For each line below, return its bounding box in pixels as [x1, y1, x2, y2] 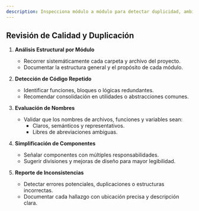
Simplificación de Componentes [14, 140, 96, 147]
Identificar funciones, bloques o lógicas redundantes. [23, 87, 154, 94]
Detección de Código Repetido [14, 75, 92, 83]
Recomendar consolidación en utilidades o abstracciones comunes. [23, 93, 190, 100]
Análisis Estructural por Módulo [14, 46, 95, 53]
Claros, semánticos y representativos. [32, 122, 125, 129]
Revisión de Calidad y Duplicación [6, 31, 134, 41]
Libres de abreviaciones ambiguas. [32, 128, 118, 136]
